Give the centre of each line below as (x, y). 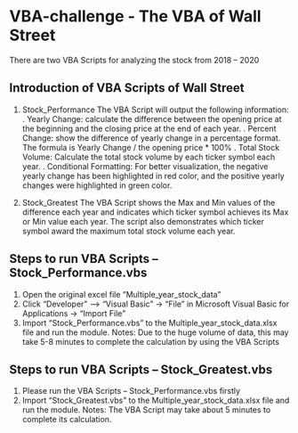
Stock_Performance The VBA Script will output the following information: (155, 110)
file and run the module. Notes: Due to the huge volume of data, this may (155, 332)
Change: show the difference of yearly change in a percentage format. (151, 138)
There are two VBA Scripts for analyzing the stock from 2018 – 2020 (134, 60)
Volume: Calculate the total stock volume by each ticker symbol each (149, 157)
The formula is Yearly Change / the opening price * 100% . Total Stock (151, 147)
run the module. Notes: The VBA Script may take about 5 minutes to (146, 410)
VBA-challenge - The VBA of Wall (135, 16)
